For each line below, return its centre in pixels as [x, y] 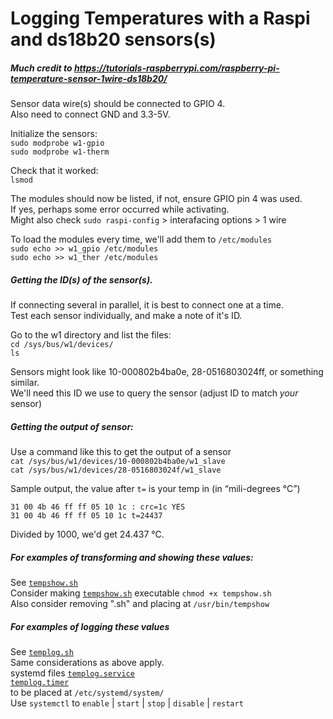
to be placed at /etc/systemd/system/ [87, 693]
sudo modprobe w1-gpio [57, 143]
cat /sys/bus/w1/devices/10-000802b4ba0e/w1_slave [118, 462]
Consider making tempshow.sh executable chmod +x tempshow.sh [141, 593]
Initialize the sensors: [54, 134]
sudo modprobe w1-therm [60, 152]
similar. [25, 383]
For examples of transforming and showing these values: [132, 557]
